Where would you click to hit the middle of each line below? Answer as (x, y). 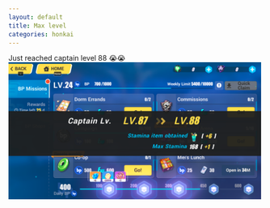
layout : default (36, 17)
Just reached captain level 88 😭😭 (67, 58)
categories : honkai (41, 34)
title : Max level (38, 25)
